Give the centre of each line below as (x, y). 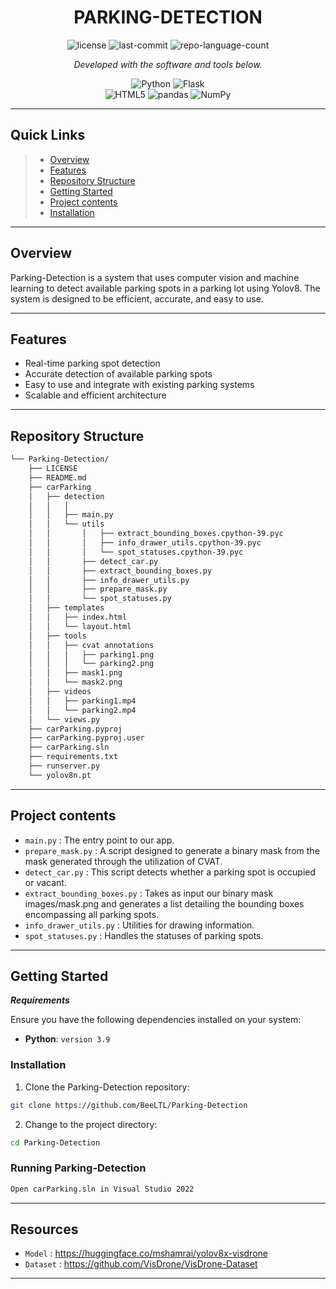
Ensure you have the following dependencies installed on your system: (156, 1020)
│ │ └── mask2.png (75, 682)
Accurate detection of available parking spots (118, 374)
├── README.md (57, 477)
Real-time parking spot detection (92, 363)
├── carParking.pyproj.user (86, 738)
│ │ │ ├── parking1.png (91, 654)
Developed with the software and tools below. (168, 64)
